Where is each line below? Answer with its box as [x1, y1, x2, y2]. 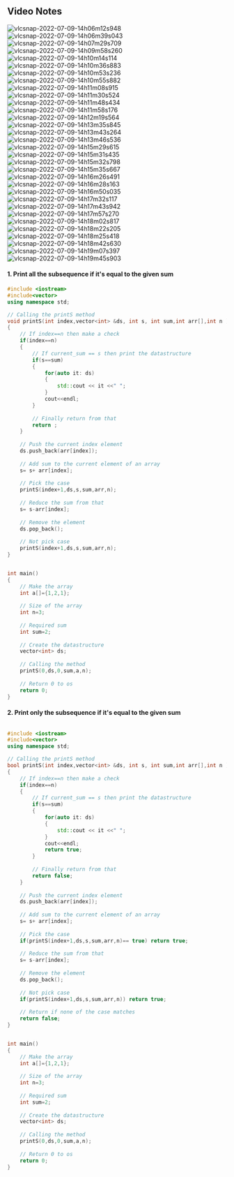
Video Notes [7, 6, 63, 17]
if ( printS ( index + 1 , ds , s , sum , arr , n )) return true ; [19, 995, 167, 1002]
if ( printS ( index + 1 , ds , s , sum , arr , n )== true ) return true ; [19, 937, 189, 945]
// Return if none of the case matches [19, 1009, 136, 1016]
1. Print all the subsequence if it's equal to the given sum [7, 270, 174, 279]
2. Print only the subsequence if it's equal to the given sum [7, 708, 181, 716]
